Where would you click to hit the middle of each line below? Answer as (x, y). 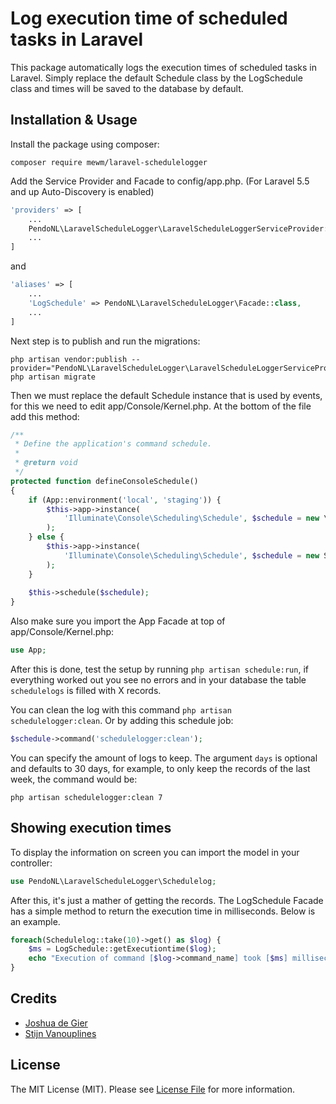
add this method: (45, 416)
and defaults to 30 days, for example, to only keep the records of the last (160, 768)
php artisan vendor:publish (69, 359)
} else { (46, 537)
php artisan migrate (53, 377)
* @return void (46, 463)
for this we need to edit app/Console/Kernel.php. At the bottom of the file (161, 406)
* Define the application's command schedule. (113, 444)
